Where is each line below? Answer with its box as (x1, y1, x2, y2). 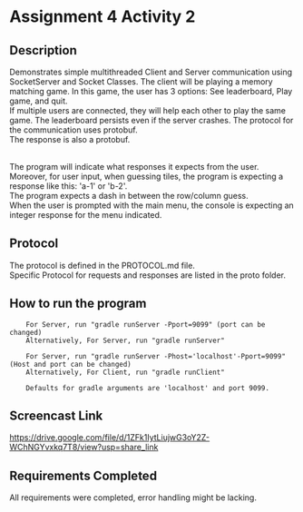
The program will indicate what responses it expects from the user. (9, 162, 259, 172)
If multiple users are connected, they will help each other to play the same (9, 105, 287, 115)
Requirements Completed (9, 468, 157, 483)
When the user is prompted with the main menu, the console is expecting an (9, 200, 295, 211)
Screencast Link (9, 409, 103, 424)
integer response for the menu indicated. (9, 210, 162, 220)
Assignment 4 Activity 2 (9, 6, 196, 27)
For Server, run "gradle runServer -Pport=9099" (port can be (25, 320, 266, 329)
